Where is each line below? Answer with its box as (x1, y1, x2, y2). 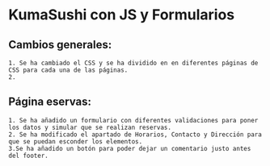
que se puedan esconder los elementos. (8, 137, 143, 146)
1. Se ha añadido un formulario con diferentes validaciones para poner (8, 116, 259, 124)
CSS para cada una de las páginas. (8, 66, 129, 74)
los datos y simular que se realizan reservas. (8, 123, 172, 131)
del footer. (8, 151, 49, 160)
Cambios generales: (8, 38, 112, 52)
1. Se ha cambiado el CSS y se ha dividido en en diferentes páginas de (8, 59, 259, 67)
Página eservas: (8, 95, 91, 109)
